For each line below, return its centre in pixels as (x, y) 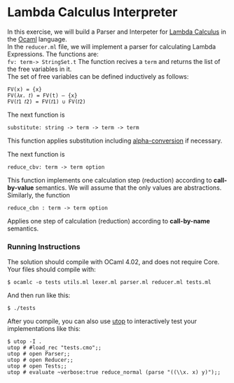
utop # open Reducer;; (40, 360)
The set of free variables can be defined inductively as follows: (98, 76)
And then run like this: (39, 295)
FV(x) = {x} (25, 89)
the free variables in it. (40, 69)
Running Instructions (44, 247)
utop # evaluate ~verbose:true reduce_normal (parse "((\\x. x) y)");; (114, 372)
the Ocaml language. (37, 39)
